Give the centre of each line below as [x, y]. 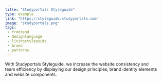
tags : [10, 28]
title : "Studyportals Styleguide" [40, 9]
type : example [19, 14]
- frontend [18, 32]
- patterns [18, 50]
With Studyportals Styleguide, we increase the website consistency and [77, 64]
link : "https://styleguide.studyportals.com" [52, 18]
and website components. [31, 74]
